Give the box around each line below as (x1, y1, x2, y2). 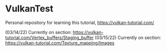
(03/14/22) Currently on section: (5, 29, 72, 35)
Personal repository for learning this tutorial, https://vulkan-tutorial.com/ (5, 19, 154, 25)
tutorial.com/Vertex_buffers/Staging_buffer (5, 34, 94, 40)
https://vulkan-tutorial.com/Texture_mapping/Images (5, 39, 115, 45)
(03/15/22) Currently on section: (94, 34, 161, 40)
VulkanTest (5, 3, 54, 14)
